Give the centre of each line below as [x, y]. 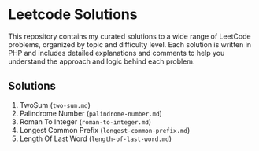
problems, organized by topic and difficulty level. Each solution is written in [130, 44]
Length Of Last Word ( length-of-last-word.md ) [95, 138]
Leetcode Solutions [73, 15]
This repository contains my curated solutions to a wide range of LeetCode [129, 36]
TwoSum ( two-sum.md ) [55, 105]
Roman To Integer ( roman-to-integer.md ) [85, 122]
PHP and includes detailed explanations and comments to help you [117, 53]
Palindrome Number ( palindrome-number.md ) [91, 113]
